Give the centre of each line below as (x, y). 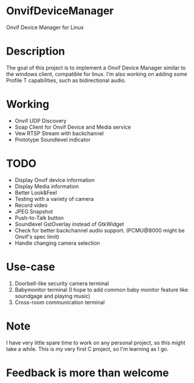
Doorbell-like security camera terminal (62, 283)
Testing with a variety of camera (54, 199)
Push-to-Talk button (39, 218)
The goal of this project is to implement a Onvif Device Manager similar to (96, 68)
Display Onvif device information (55, 180)
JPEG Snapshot (34, 211)
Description (36, 51)
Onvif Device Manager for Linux (45, 27)
